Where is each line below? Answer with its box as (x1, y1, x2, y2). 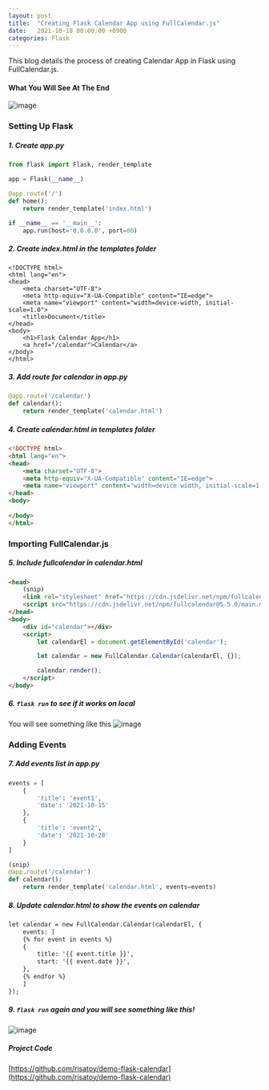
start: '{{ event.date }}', (37, 958, 130, 966)
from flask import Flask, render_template (8, 161, 152, 169)
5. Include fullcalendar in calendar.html (8, 558, 143, 567)
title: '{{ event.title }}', (37, 951, 134, 959)
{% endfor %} (22, 973, 66, 981)
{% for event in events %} (22, 935, 113, 943)
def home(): (8, 197, 48, 205)
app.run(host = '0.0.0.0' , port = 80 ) (22, 226, 138, 235)
